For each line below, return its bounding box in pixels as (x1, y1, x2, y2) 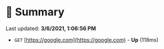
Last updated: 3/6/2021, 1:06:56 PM (5, 25, 96, 32)
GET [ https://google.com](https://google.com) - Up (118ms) (14, 36, 159, 43)
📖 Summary (5, 5, 65, 19)
